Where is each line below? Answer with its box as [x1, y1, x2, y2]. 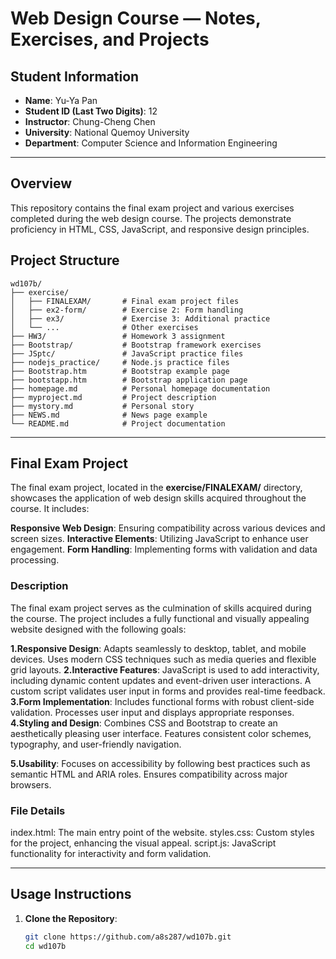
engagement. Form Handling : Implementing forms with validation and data [10, 543, 318, 556]
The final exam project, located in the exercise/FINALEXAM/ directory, [10, 482, 303, 494]
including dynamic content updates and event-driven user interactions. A [10, 674, 312, 686]
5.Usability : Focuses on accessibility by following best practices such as [10, 757, 311, 769]
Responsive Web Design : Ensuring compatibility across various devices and [10, 522, 326, 534]
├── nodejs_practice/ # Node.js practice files [10, 357, 230, 367]
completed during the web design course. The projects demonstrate [10, 212, 292, 224]
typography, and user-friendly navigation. [10, 738, 182, 750]
